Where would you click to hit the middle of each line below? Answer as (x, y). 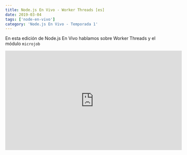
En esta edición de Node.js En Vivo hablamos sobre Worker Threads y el (80, 38)
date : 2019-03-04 (23, 15)
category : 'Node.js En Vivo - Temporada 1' (52, 24)
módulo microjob (23, 44)
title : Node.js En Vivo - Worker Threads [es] (55, 10)
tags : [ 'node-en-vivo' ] (30, 19)
